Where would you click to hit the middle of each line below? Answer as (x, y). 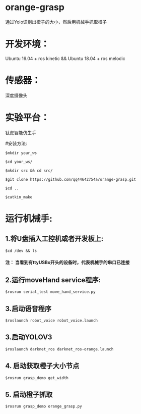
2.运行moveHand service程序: (53, 280)
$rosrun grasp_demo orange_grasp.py (44, 406)
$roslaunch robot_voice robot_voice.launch (52, 320)
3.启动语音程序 (28, 309)
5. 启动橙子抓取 (29, 395)
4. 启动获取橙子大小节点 (42, 366)
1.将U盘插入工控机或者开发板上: (54, 239)
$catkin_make (19, 197)
